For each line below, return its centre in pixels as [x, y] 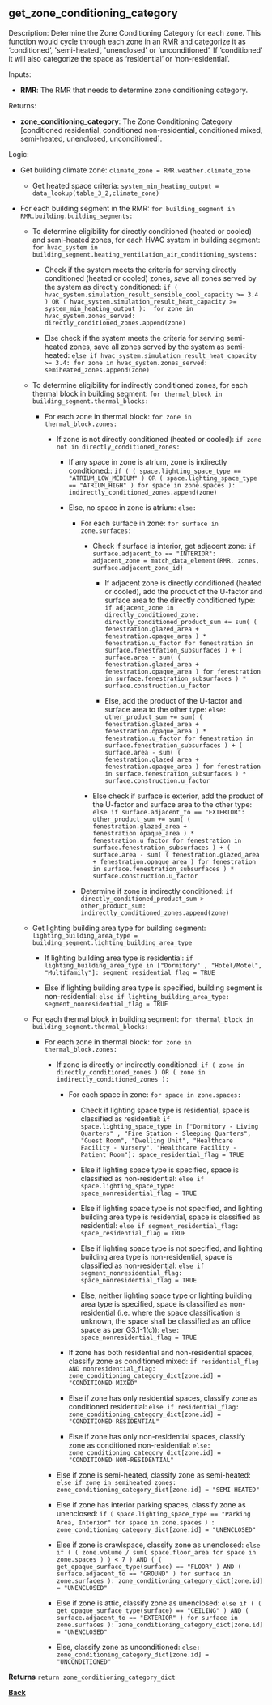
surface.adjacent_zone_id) [138, 568]
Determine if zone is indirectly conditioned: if [157, 891]
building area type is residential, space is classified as [170, 1217]
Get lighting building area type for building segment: [119, 928]
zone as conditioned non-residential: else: [140, 1445]
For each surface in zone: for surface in [149, 523]
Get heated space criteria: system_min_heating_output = [125, 185]
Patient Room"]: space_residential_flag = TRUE [162, 1154]
